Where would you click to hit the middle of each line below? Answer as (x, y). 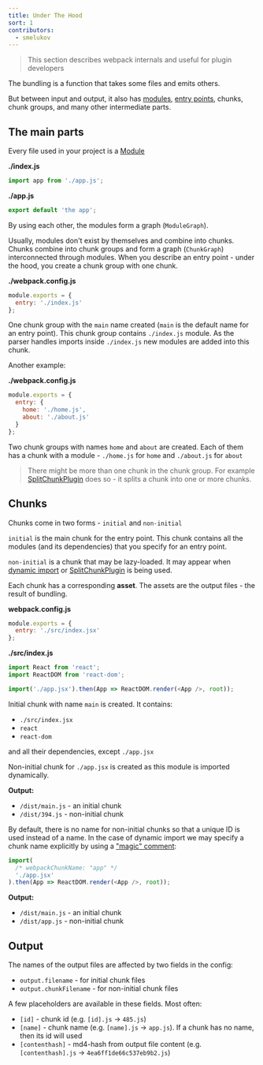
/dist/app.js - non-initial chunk (72, 921)
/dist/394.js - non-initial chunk (72, 814)
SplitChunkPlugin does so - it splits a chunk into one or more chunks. (139, 479)
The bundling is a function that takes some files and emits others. (114, 84)
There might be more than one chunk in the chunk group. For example (141, 471)
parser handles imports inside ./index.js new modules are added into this (129, 342)
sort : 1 (21, 23)
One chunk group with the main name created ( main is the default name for (129, 325)
